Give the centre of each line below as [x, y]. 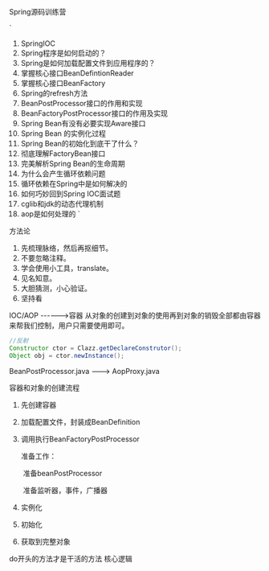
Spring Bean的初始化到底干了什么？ [80, 144]
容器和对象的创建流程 [44, 388]
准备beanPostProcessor [63, 473]
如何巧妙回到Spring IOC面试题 [71, 194]
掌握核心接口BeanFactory [63, 83]
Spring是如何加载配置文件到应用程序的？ [88, 63]
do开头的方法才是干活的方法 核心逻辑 [71, 558]
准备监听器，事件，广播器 [65, 490]
